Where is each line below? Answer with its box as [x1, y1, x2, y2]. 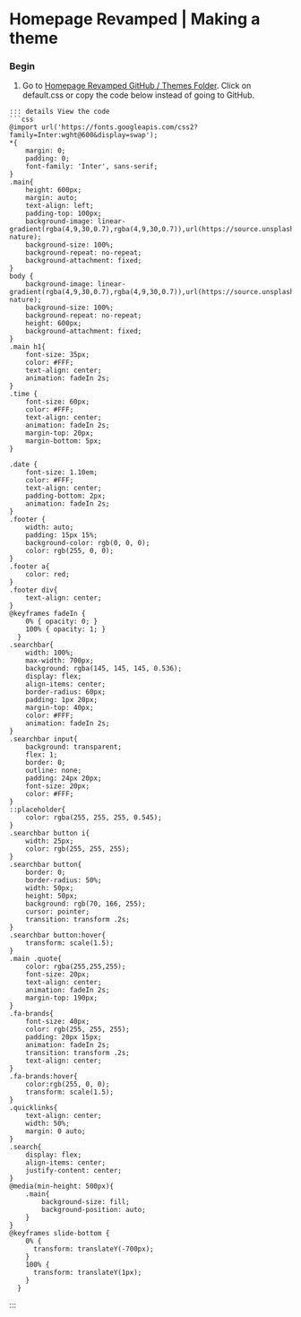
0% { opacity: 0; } [25, 617, 99, 627]
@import [9, 123, 39, 132]
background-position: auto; [41, 1206, 146, 1215]
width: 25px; [25, 836, 74, 846]
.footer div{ [9, 585, 58, 595]
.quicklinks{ [9, 1104, 58, 1113]
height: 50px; [25, 892, 78, 901]
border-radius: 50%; [25, 876, 102, 885]
